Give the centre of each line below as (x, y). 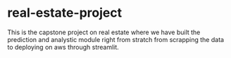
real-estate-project (64, 13)
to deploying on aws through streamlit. (63, 47)
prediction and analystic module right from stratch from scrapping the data (115, 39)
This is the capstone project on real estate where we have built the (104, 32)
